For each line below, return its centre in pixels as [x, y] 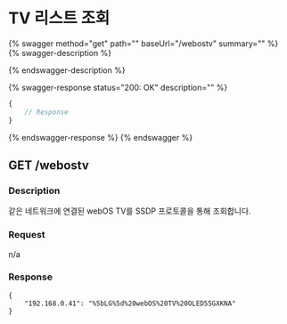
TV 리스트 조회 [59, 18]
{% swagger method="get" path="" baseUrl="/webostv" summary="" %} [143, 43]
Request [27, 235]
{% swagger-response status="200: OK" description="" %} [118, 87]
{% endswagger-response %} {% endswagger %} [101, 137]
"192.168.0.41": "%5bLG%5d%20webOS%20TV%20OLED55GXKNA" [131, 304]
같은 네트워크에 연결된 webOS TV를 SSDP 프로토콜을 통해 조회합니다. [130, 211]
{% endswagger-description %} [67, 70]
